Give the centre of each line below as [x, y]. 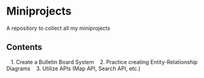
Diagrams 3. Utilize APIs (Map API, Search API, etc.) [74, 68]
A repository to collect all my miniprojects [58, 28]
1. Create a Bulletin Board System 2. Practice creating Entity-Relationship [104, 62]
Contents [24, 47]
